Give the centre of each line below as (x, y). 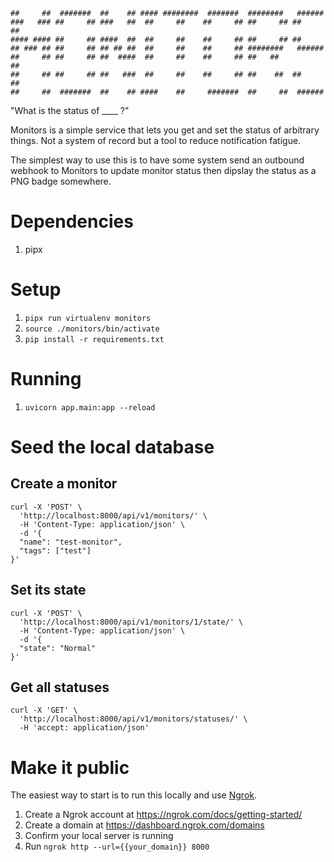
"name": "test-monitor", (71, 542)
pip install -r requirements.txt (94, 339)
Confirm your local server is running (99, 836)
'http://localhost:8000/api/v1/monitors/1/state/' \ (131, 622)
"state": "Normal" (58, 648)
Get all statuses (60, 687)
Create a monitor (64, 484)
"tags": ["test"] (55, 550)
